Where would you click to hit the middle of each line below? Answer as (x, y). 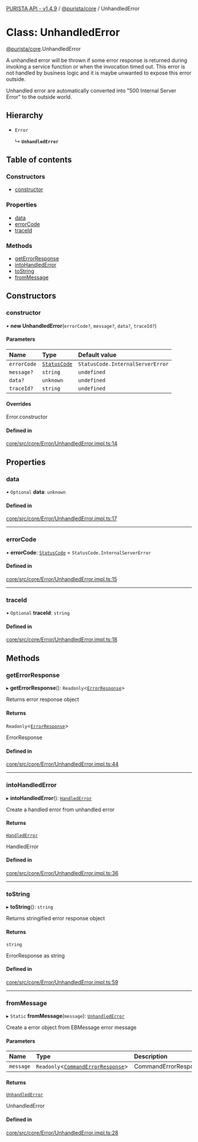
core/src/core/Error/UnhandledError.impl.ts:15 (62, 579)
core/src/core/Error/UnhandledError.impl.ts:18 (62, 640)
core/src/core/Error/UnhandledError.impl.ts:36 (62, 873)
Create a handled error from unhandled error (60, 809)
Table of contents (39, 160)
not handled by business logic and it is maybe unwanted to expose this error (99, 73)
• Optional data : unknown (36, 492)
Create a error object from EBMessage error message (71, 1028)
